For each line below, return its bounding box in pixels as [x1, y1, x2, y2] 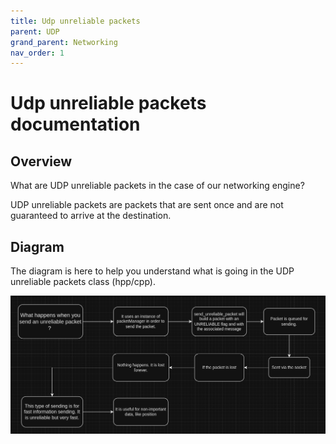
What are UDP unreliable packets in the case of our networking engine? [10, 180, 305, 192]
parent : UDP [10, 26, 60, 37]
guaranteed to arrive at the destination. [10, 210, 172, 222]
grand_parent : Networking [10, 37, 118, 47]
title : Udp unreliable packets [10, 16, 141, 26]
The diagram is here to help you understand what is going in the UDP [10, 265, 295, 277]
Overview [10, 153, 73, 170]
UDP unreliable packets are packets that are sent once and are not [10, 199, 284, 211]
